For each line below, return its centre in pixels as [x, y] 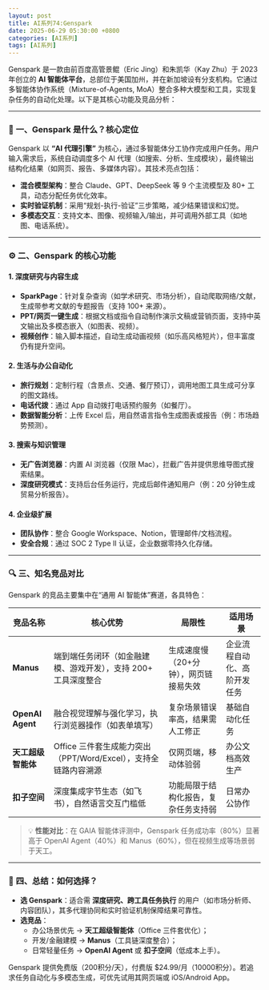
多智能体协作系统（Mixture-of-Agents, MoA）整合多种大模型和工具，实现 [129, 90]
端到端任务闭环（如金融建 [102, 656]
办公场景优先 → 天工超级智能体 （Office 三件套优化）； [120, 930]
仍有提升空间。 [44, 346]
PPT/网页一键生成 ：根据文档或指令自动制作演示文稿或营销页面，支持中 [137, 316]
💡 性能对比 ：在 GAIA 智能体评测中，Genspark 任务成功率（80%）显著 [144, 831]
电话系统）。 [54, 226]
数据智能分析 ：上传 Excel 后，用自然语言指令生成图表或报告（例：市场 [136, 415]
